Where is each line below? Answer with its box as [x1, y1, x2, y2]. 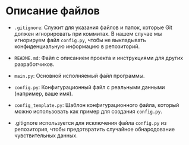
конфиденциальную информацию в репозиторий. [14, 43, 140, 50]
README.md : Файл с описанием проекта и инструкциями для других [14, 54, 184, 61]
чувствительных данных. [14, 132, 78, 139]
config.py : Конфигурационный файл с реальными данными [14, 83, 165, 90]
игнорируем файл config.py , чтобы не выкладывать [14, 36, 146, 43]
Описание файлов [5, 4, 100, 18]
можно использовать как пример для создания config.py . [14, 108, 163, 115]
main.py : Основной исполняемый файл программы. [14, 72, 145, 79]
